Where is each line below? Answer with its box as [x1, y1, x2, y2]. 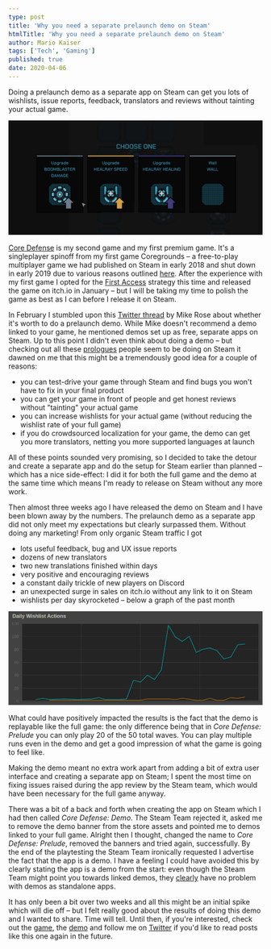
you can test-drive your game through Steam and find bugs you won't [19, 377, 252, 387]
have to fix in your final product [19, 385, 124, 395]
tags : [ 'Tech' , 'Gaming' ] [8, 47, 95, 56]
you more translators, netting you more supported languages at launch [19, 437, 256, 447]
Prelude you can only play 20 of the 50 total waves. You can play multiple [8, 730, 252, 740]
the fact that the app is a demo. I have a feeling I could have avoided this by [8, 855, 260, 866]
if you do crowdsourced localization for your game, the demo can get [19, 428, 251, 439]
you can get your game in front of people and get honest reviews [19, 394, 236, 404]
